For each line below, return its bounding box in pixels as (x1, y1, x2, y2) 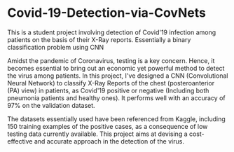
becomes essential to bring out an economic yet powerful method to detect (7, 64, 225, 72)
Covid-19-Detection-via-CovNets (7, 5, 207, 21)
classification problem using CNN (7, 43, 104, 51)
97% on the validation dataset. (7, 101, 96, 109)
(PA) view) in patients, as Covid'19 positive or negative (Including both (7, 86, 209, 95)
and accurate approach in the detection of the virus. (34, 137, 184, 145)
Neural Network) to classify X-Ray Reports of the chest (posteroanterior (7, 78, 215, 87)
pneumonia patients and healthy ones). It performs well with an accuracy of (7, 93, 226, 102)
